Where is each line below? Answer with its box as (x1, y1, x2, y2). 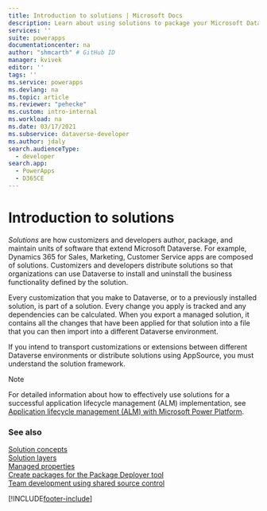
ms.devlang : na (8, 85, 59, 94)
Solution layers (8, 453, 57, 462)
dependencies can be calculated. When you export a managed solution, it (8, 310, 250, 319)
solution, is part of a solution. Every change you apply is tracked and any (8, 301, 246, 310)
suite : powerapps (8, 33, 66, 42)
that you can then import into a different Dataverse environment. (8, 326, 219, 336)
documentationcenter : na (8, 41, 91, 49)
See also (8, 427, 42, 438)
